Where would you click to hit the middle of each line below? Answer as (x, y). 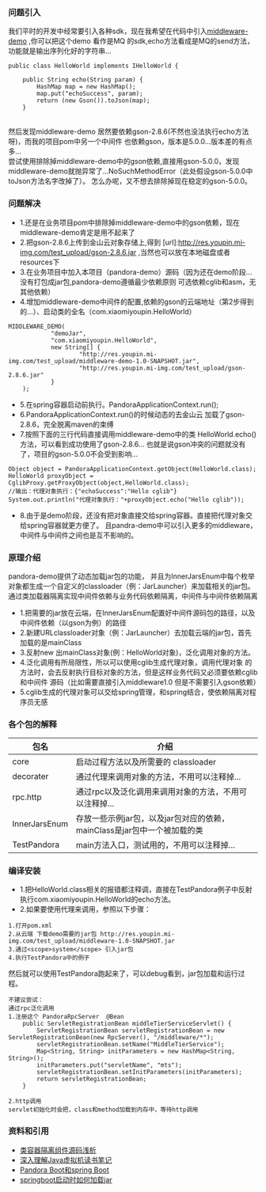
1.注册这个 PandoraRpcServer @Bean (66, 1017)
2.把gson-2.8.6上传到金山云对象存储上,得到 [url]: (99, 242)
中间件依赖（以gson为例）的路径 (73, 622)
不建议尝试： (26, 1000)
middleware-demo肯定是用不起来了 (78, 232)
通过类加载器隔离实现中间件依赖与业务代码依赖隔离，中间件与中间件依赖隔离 (133, 596)
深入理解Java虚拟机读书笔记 (66, 1160)
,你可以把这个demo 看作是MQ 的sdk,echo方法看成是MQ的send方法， (142, 41)
